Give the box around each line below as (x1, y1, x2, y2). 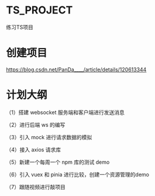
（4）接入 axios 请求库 (6, 146, 61, 153)
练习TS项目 (6, 23, 34, 30)
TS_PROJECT (6, 4, 73, 17)
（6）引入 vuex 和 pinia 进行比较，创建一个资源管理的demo (6, 171, 149, 178)
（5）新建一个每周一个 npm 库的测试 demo (6, 159, 110, 166)
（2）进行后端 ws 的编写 (6, 121, 66, 128)
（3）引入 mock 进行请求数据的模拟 (6, 133, 92, 140)
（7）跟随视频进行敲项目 (6, 183, 66, 190)
